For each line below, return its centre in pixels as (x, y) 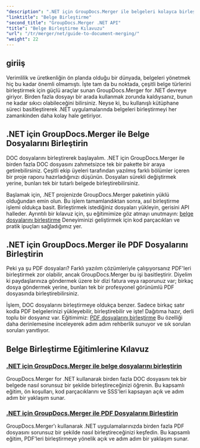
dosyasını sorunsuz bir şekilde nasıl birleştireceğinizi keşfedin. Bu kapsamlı (98, 433)
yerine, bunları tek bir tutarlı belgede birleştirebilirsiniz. (73, 183)
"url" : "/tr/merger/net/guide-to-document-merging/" (73, 34)
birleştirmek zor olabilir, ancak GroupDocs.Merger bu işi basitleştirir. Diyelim (99, 275)
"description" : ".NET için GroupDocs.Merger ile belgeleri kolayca (92, 12)
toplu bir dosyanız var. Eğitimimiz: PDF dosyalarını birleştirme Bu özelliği (94, 318)
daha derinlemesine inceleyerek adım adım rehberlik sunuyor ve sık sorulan (99, 324)
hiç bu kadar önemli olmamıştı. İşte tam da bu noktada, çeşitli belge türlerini (99, 84)
